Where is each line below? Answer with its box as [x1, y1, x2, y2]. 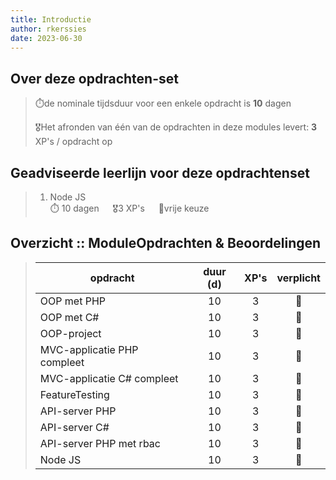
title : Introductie [10, 14, 92, 25]
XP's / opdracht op [34, 136, 113, 148]
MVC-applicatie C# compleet [39, 371, 179, 385]
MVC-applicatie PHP [39, 342, 139, 356]
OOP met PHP [39, 294, 106, 308]
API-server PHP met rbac [39, 436, 161, 450]
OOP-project [39, 326, 102, 340]
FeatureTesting [39, 387, 110, 401]
